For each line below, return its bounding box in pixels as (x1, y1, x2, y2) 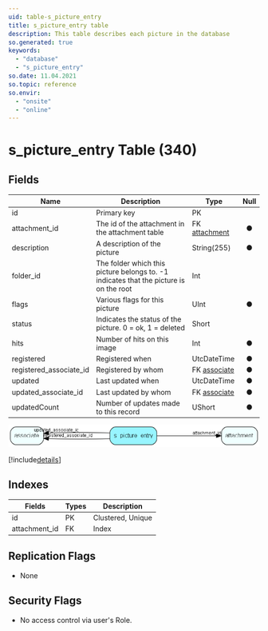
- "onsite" (15, 97, 52, 106)
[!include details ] (8, 454, 61, 464)
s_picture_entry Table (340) (8, 141, 198, 159)
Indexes (8, 477, 49, 491)
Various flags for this (96, 295, 164, 304)
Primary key (96, 208, 136, 218)
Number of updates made (96, 398, 181, 408)
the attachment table (96, 228, 164, 238)
